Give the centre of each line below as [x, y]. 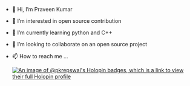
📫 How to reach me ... [40, 56]
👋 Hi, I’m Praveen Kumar [42, 9]
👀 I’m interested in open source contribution [67, 21]
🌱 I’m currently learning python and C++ [62, 32]
